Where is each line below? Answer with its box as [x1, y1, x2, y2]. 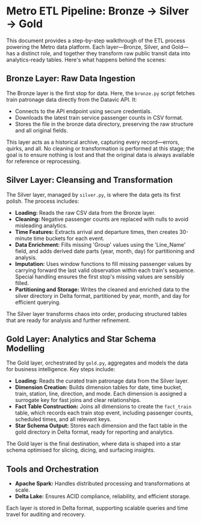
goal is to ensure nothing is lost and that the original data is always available [6, 151, 194, 158]
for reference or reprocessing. [6, 158, 81, 165]
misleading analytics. [14, 221, 68, 229]
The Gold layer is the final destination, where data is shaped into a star [6, 440, 181, 448]
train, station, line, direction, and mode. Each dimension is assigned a [14, 390, 187, 398]
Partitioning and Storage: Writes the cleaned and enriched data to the [14, 286, 190, 293]
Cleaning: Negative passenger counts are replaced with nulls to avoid [14, 215, 188, 223]
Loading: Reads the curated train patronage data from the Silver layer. [14, 377, 190, 384]
